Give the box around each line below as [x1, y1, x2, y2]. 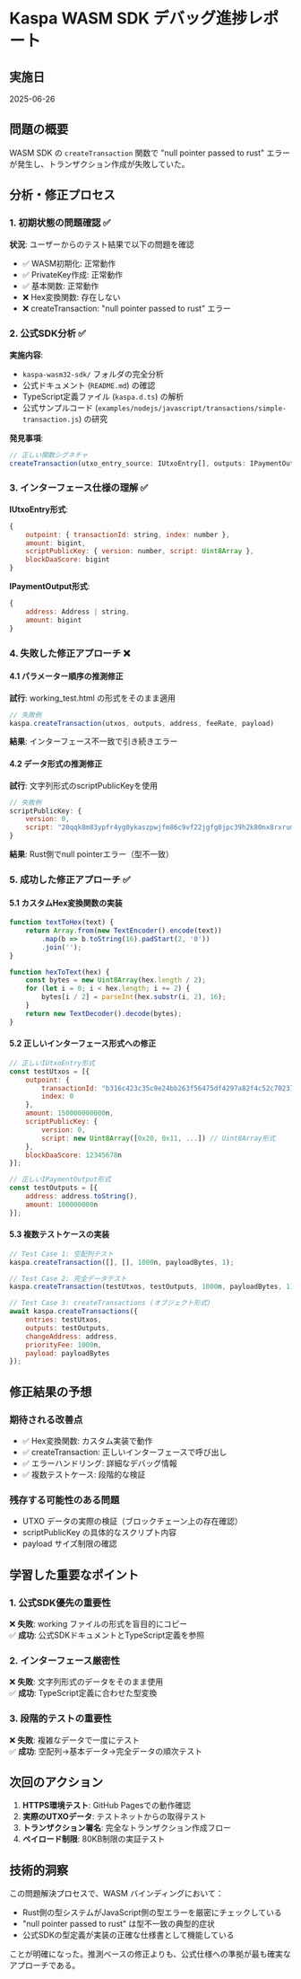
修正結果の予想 [9, 1384, 92, 1400]
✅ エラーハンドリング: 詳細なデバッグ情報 [21, 1458, 177, 1469]
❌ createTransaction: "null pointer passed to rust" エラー [21, 303, 231, 314]
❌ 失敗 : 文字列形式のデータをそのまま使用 [9, 1676, 164, 1687]
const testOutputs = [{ [9, 1183, 99, 1193]
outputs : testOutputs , [25, 1323, 110, 1332]
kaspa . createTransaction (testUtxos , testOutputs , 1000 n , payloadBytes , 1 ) [9, 1282, 295, 1292]
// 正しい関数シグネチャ [9, 450, 89, 459]
